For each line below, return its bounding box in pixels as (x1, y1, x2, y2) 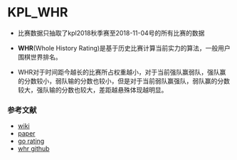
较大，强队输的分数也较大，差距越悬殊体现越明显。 (17, 85, 168, 94)
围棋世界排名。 (17, 53, 62, 61)
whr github (17, 144, 50, 153)
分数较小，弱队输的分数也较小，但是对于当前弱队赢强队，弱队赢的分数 (23, 76, 230, 85)
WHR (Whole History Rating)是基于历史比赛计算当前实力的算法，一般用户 (17, 43, 231, 52)
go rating (17, 137, 45, 146)
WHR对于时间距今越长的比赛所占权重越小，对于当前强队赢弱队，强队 (17, 68, 221, 76)
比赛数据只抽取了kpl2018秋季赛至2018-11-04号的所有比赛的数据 (17, 28, 205, 37)
